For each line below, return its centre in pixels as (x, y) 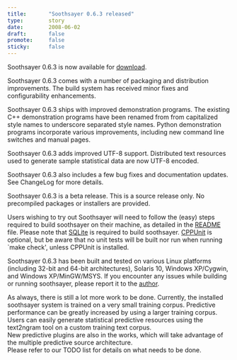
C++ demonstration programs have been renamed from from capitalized (112, 117)
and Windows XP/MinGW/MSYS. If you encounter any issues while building (117, 276)
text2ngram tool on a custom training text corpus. (80, 327)
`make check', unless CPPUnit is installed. (68, 247)
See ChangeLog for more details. (56, 182)
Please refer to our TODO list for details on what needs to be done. (104, 350)
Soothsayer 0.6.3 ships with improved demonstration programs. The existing (118, 109)
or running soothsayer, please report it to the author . (83, 283)
